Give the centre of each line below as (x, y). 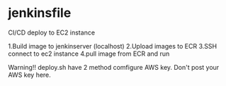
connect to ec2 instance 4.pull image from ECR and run (89, 54)
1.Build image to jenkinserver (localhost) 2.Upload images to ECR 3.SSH (113, 46)
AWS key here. (30, 75)
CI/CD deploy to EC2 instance (51, 32)
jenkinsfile (40, 13)
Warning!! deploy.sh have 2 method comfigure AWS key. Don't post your (114, 67)
